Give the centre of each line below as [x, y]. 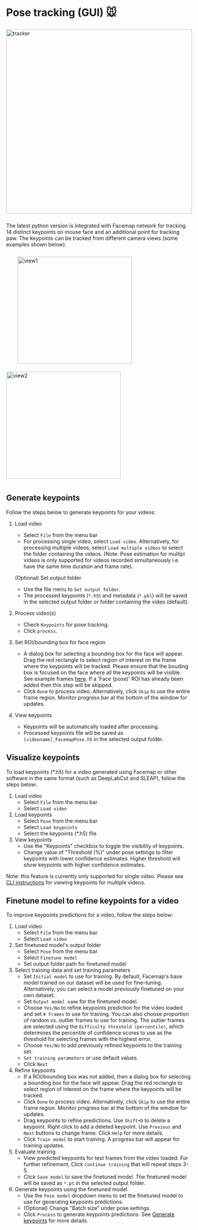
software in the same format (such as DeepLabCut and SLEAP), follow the [96, 778]
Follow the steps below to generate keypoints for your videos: [81, 512]
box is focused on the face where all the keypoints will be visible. [102, 672]
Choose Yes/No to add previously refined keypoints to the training [103, 1046]
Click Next [36, 1064]
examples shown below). [36, 244]
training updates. [44, 1146]
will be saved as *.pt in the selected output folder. [85, 1183]
